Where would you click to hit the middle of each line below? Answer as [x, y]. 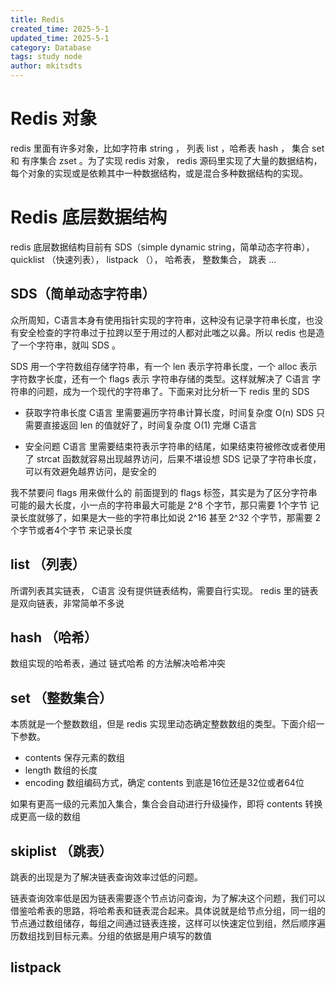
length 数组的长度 [61, 770]
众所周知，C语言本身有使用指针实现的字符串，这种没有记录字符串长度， [158, 320]
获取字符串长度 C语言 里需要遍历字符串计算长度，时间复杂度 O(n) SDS [169, 412]
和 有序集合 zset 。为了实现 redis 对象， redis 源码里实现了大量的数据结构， [166, 160]
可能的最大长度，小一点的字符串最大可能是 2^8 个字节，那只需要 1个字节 [159, 505]
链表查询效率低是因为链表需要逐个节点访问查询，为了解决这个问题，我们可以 [168, 898]
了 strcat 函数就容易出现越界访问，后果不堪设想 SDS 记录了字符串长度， [173, 458]
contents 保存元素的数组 [75, 758]
